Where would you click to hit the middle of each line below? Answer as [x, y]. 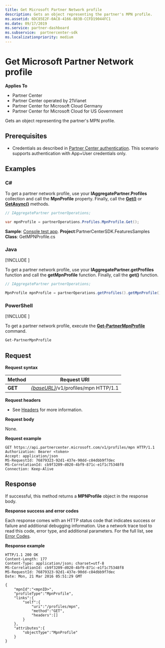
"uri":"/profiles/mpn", [55, 607]
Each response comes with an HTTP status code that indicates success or [80, 520]
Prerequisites [26, 136]
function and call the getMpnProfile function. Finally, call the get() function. [82, 275]
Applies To [16, 86]
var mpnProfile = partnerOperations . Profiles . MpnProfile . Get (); [72, 222]
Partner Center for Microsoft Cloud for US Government [68, 111]
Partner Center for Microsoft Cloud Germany [57, 106]
